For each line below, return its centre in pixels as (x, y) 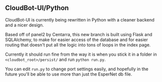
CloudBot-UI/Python (37, 8)
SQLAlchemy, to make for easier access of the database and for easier (77, 40)
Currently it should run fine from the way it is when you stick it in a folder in (81, 54)
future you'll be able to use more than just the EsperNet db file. (69, 74)
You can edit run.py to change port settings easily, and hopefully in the (77, 69)
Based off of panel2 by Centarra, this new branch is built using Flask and (79, 34)
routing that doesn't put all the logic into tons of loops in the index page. (78, 45)
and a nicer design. (25, 25)
